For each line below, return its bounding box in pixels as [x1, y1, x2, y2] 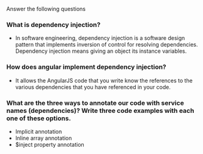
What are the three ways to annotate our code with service [6, 98, 185, 107]
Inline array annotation [15, 134, 72, 142]
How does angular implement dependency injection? [6, 63, 167, 71]
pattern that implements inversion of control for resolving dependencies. [15, 41, 198, 48]
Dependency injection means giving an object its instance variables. [15, 47, 187, 55]
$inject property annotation [15, 141, 84, 148]
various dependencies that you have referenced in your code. [15, 83, 171, 91]
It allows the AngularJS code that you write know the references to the [15, 77, 193, 84]
